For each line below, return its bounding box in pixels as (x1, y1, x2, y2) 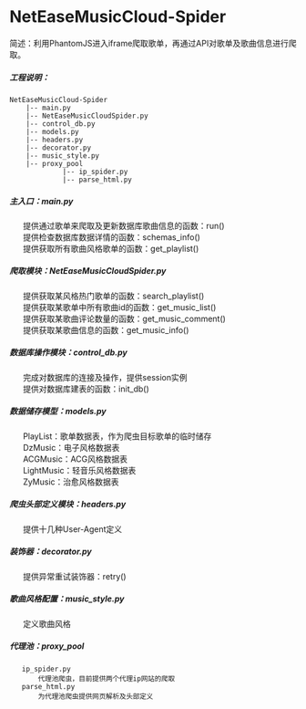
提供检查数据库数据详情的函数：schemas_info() (22, 231, 200, 243)
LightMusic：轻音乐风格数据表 (22, 464, 137, 475)
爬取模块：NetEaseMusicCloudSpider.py (9, 266, 167, 276)
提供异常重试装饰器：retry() (22, 570, 127, 581)
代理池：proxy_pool (9, 641, 85, 652)
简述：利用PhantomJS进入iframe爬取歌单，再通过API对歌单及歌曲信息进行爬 (9, 37, 297, 48)
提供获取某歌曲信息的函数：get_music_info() (22, 324, 189, 335)
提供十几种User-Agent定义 (22, 523, 123, 535)
